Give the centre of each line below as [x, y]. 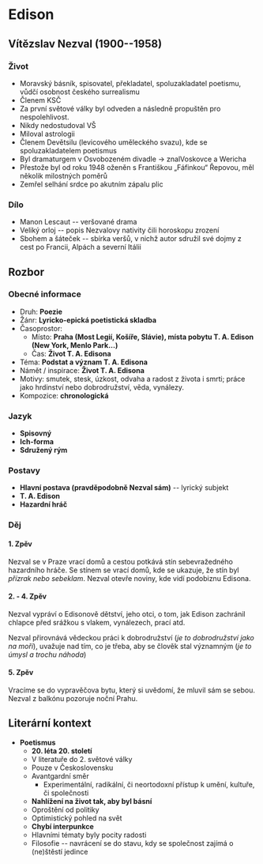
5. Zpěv [21, 673]
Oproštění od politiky [66, 809]
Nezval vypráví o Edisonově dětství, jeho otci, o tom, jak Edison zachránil [127, 613]
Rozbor [26, 272]
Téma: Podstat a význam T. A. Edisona [84, 362]
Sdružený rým [43, 450]
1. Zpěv [21, 544]
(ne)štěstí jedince [60, 851]
